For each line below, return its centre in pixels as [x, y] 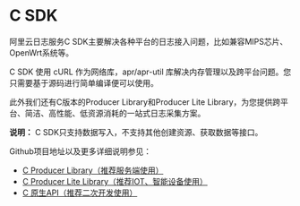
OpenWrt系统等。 [42, 52]
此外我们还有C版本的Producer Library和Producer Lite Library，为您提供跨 [145, 102]
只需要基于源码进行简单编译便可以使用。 [84, 82]
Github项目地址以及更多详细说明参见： [81, 151]
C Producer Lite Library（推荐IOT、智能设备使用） [115, 181]
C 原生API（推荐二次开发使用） [80, 193]
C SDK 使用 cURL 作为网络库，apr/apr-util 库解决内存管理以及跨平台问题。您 [150, 72]
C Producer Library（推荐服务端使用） [93, 170]
